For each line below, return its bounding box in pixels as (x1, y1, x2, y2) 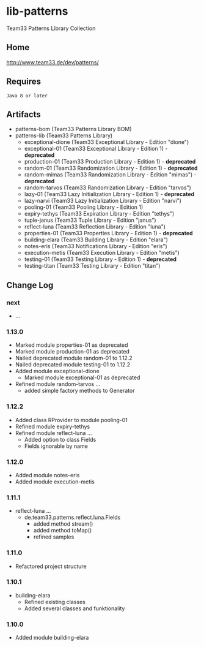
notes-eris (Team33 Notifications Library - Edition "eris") (24, 243, 168, 250)
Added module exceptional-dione (15, 368, 100, 375)
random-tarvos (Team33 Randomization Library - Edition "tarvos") (24, 184, 191, 191)
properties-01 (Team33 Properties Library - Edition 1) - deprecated (24, 230, 194, 237)
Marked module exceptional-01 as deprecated (24, 374, 140, 381)
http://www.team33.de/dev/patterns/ (6, 58, 99, 66)
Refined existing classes (24, 598, 86, 605)
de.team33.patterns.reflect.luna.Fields (24, 513, 121, 521)
